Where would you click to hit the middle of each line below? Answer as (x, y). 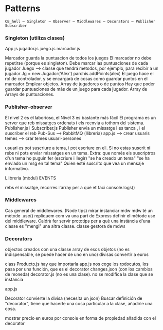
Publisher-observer (29, 107)
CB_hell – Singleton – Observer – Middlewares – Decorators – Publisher (80, 21)
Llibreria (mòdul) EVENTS (31, 178)
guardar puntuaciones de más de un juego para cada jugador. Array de (76, 89)
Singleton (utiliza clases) (35, 38)
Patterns (23, 9)
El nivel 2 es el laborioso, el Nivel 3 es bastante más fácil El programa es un (81, 117)
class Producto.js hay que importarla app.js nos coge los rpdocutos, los (77, 264)
